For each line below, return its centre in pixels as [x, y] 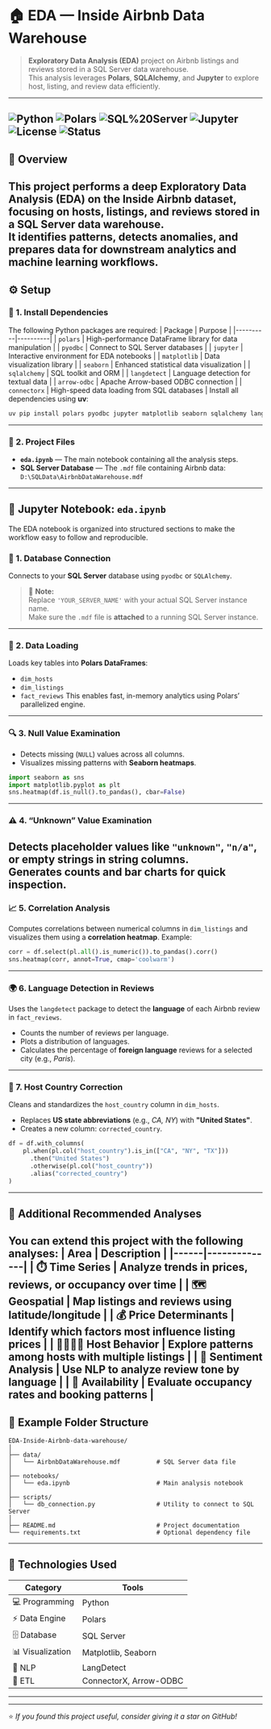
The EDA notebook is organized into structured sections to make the [122, 528]
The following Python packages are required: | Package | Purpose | [120, 330]
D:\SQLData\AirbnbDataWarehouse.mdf [81, 477]
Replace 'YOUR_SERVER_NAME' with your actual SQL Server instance [138, 600]
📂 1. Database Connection [60, 558]
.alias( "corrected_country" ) [79, 1173]
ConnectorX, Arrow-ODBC [133, 1681]
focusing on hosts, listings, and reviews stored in [134, 212]
